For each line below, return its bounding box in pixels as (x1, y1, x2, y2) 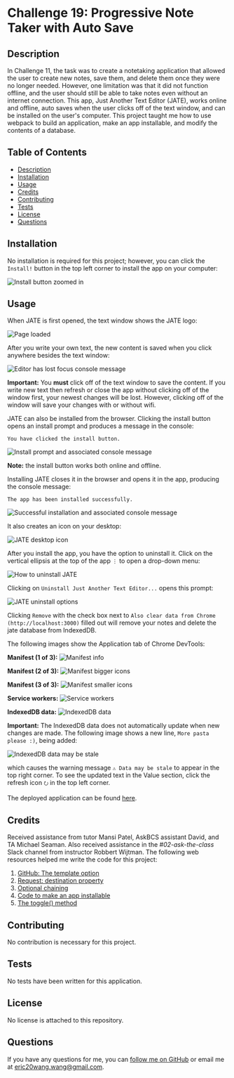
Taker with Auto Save (7, 20, 135, 36)
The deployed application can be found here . (7, 794, 137, 803)
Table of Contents (7, 146, 88, 159)
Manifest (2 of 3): (7, 667, 60, 675)
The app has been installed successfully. (7, 496, 133, 503)
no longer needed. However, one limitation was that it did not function (7, 82, 209, 89)
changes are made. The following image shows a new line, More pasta (7, 729, 209, 737)
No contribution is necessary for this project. (7, 938, 137, 947)
